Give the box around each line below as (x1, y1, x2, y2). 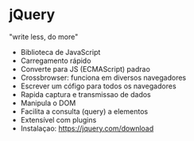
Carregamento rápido (20, 56, 91, 65)
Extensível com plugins (20, 115, 97, 124)
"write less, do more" (9, 32, 79, 41)
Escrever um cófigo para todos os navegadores (20, 81, 177, 91)
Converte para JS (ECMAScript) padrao (20, 64, 150, 73)
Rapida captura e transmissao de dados (20, 89, 151, 99)
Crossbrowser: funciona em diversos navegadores (20, 72, 186, 82)
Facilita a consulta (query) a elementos (20, 106, 149, 116)
